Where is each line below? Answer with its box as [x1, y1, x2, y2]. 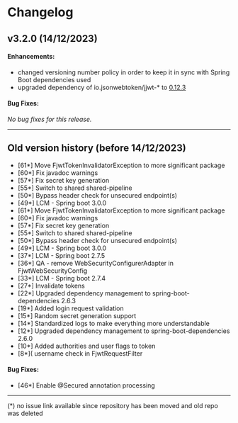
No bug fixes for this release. [7, 115, 92, 123]
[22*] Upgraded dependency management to [17, 288, 151, 298]
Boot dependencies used [17, 75, 91, 84]
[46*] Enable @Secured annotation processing [17, 381, 156, 390]
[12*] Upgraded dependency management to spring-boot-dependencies [17, 327, 230, 335]
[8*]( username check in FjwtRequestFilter [17, 349, 143, 358]
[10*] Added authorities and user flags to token [17, 342, 156, 350]
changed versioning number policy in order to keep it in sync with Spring [17, 68, 230, 77]
